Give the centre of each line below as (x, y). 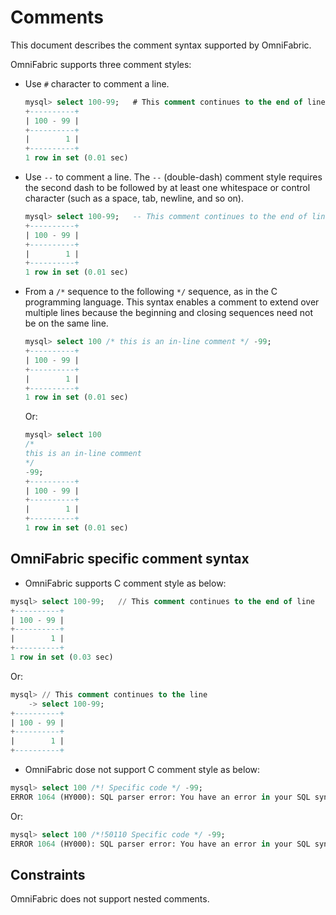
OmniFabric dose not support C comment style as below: (142, 769)
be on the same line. (66, 323)
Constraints (48, 874)
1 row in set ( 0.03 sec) (62, 657)
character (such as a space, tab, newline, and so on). (134, 198)
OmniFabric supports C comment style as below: (125, 583)
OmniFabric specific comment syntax (130, 559)
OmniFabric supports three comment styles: (101, 64)
